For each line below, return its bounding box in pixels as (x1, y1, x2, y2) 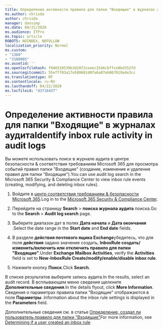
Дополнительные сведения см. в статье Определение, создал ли (5, 309, 141, 315)
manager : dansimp (5, 20, 40, 26)
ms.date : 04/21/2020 (5, 25, 47, 30)
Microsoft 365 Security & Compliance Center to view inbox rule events (5, 176, 146, 182)
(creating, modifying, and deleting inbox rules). (5, 182, 99, 188)
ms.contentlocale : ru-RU (5, 79, 55, 84)
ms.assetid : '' (5, 61, 36, 66)
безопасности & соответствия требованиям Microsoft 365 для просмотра (5, 161, 158, 167)
